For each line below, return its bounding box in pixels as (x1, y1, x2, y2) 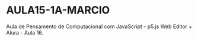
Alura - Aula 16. (6, 29, 43, 36)
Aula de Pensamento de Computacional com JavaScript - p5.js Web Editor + (6, 23, 193, 30)
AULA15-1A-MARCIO (6, 4, 110, 17)
